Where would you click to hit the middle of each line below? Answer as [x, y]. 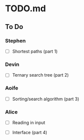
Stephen [15, 41]
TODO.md [26, 9]
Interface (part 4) [30, 133]
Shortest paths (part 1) [35, 51]
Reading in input [29, 122]
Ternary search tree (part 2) [40, 75]
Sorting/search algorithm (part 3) [46, 99]
